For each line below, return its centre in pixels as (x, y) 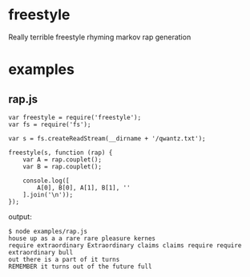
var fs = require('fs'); (50, 124)
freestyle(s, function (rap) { (60, 153)
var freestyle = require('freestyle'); (75, 117)
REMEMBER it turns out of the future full (80, 267)
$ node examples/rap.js (48, 231)
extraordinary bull (41, 252)
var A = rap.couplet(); (62, 159)
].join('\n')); (48, 194)
